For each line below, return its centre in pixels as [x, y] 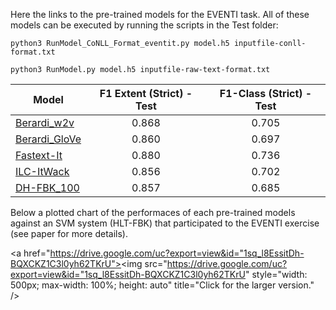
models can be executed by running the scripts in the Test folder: [144, 25]
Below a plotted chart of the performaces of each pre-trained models [153, 212]
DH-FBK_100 [47, 187]
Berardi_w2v [45, 122]
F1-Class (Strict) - [266, 93]
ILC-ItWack [42, 171]
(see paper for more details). [69, 233]
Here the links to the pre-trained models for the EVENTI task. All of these [160, 14]
